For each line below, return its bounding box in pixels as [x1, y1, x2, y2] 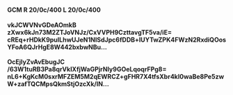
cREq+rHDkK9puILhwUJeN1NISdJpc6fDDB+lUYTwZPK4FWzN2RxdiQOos [7, 35, 227, 44]
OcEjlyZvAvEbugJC [7, 58, 65, 66]
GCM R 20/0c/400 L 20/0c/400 [7, 6, 101, 14]
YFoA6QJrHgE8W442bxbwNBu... [7, 43, 108, 51]
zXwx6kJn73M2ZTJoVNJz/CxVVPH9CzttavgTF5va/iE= [7, 28, 172, 37]
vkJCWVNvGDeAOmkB [7, 21, 77, 29]
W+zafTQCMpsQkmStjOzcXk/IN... [7, 80, 109, 88]
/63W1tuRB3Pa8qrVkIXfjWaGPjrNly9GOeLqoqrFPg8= [7, 65, 167, 74]
